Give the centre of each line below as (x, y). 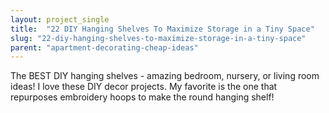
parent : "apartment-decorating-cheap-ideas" (104, 47)
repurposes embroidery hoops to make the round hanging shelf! (142, 97)
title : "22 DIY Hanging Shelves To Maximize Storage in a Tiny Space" (162, 29)
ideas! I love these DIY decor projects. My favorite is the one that (144, 87)
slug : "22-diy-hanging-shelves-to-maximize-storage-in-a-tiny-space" (158, 38)
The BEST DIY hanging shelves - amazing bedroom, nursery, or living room (165, 76)
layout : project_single (60, 19)
